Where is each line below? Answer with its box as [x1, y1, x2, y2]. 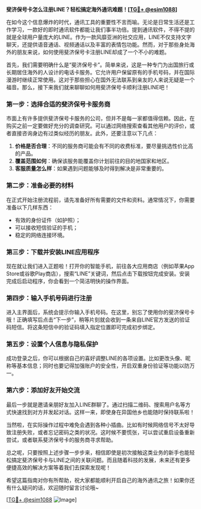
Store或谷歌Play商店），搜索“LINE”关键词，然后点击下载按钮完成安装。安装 [6, 269, 190, 277]
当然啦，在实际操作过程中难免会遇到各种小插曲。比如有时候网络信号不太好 [6, 421, 190, 428]
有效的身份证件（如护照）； [14, 216, 81, 223]
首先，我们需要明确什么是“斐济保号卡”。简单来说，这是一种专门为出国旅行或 [6, 61, 194, 68]
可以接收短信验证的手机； [14, 224, 78, 231]
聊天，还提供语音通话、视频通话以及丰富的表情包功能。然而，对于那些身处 [6, 41, 190, 48]
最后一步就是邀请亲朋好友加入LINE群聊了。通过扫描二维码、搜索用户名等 [6, 401, 185, 408]
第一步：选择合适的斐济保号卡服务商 [6, 100, 111, 108]
